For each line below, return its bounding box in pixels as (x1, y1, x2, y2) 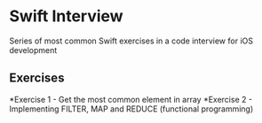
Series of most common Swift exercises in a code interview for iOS (9, 35, 253, 46)
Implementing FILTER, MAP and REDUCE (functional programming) (9, 104, 254, 114)
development (9, 44, 58, 55)
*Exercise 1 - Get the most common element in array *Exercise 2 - (9, 94, 253, 104)
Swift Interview (9, 6, 123, 27)
